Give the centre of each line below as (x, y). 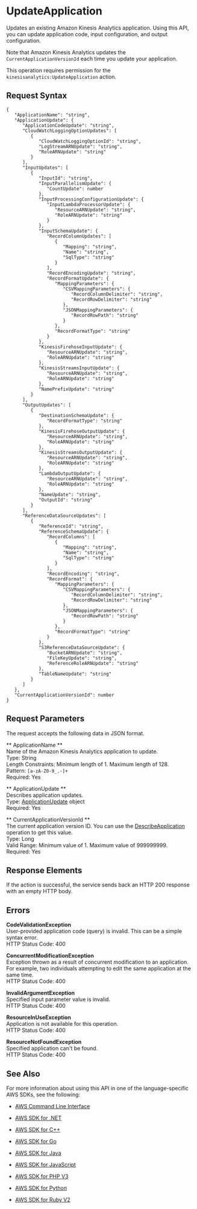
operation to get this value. (39, 832)
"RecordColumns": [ (71, 537)
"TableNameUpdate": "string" (75, 674)
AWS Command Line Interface (52, 1106)
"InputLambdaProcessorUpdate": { (89, 204)
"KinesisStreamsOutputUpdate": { (80, 452)
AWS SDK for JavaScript (45, 1165)
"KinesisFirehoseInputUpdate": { (80, 347)
